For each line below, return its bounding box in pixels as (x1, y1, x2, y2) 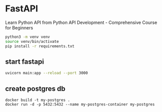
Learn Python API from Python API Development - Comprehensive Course (5, 19, 158, 25)
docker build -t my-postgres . (5, 98, 70, 103)
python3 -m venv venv (5, 34, 50, 39)
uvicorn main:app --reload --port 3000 (5, 71, 88, 76)
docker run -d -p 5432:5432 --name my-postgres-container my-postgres (5, 102, 155, 107)
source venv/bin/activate (5, 39, 59, 44)
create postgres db (5, 84, 66, 93)
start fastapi (5, 57, 44, 66)
